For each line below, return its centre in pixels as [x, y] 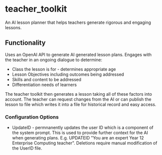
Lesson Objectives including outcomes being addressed [68, 74]
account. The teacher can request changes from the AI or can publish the [78, 99]
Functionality [25, 43]
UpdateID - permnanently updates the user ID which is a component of [83, 128]
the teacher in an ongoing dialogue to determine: [54, 60]
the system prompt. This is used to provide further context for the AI [80, 133]
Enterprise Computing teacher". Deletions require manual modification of [85, 143]
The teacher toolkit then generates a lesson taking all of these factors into [79, 94]
